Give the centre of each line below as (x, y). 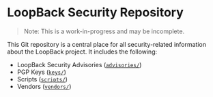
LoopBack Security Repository (96, 13)
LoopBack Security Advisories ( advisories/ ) (79, 64)
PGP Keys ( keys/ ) (42, 72)
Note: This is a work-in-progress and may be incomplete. (104, 31)
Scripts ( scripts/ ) (42, 79)
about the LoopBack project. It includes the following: (82, 52)
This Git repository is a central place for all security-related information (107, 44)
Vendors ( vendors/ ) (44, 86)
